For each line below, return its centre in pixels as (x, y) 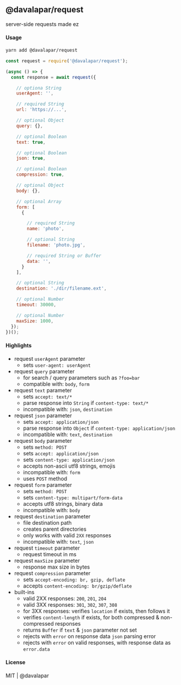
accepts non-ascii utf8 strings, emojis (69, 466)
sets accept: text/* (47, 397)
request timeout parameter (47, 548)
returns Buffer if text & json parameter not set (80, 630)
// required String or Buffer (64, 256)
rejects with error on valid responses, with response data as (97, 642)
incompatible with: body (52, 510)
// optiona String (39, 88)
